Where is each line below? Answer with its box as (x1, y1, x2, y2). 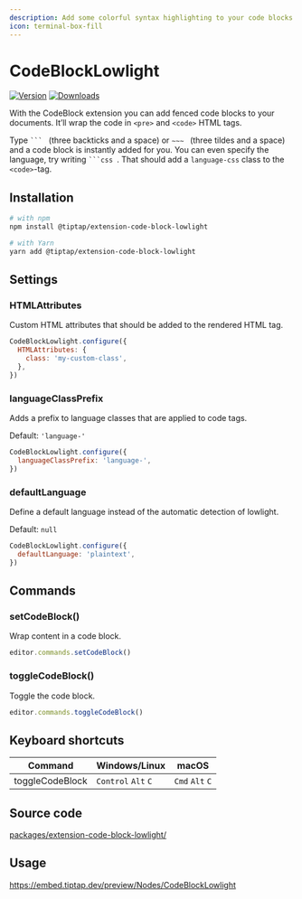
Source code (9, 805, 83, 820)
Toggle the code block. (9, 690, 96, 701)
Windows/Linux (96, 760, 165, 773)
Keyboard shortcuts (9, 733, 125, 748)
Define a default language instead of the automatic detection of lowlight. (9, 507, 279, 518)
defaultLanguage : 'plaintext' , (17, 549, 136, 558)
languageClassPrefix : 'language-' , (17, 455, 152, 465)
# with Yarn (9, 239, 54, 248)
